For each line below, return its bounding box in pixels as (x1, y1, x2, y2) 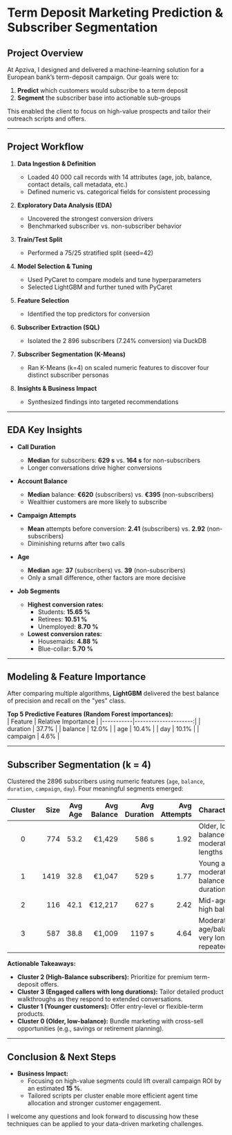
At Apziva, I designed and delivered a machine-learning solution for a (7, 66, 204, 73)
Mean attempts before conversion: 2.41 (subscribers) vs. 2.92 (27, 525, 206, 533)
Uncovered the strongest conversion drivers (27, 214, 153, 222)
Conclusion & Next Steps (7, 1051, 117, 1063)
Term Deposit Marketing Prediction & (7, 5, 224, 21)
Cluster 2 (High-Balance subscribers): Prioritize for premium (17, 973, 193, 981)
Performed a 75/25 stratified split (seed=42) (27, 248, 154, 257)
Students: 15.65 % (37, 608, 91, 616)
